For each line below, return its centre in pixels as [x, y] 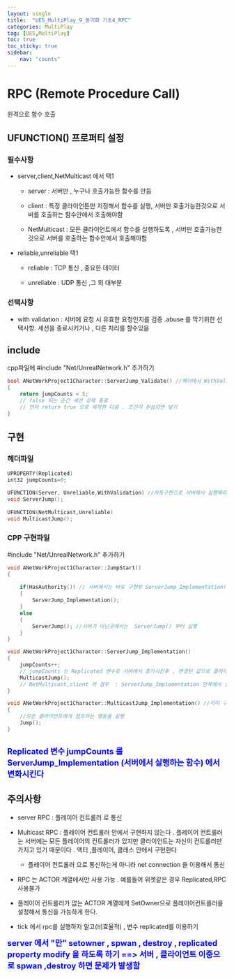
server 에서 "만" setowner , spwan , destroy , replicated [112, 943]
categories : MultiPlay [40, 27]
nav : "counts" [40, 59]
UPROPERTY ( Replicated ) [40, 474]
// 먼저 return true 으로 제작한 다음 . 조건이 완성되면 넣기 [99, 407]
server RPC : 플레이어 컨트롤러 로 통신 [70, 817]
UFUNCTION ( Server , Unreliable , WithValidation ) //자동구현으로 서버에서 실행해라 [117, 493]
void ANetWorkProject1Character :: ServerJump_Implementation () [99, 652]
